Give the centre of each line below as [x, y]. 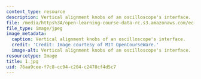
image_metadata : [26, 34]
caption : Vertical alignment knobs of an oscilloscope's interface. [99, 39]
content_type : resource [36, 12]
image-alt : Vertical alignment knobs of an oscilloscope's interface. [101, 50]
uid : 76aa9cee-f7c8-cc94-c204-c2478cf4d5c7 [61, 67]
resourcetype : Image [32, 56]
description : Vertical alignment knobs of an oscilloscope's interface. [99, 17]
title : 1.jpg [22, 61]
